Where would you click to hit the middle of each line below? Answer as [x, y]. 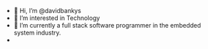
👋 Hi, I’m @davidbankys [47, 11]
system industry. [37, 32]
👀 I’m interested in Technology [57, 18]
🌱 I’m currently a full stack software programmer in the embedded [107, 25]
